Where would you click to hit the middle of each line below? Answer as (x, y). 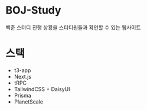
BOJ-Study (33, 10)
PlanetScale (29, 102)
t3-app (22, 70)
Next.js (23, 76)
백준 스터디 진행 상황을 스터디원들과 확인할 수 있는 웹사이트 (73, 27)
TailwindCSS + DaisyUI (42, 89)
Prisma (23, 95)
